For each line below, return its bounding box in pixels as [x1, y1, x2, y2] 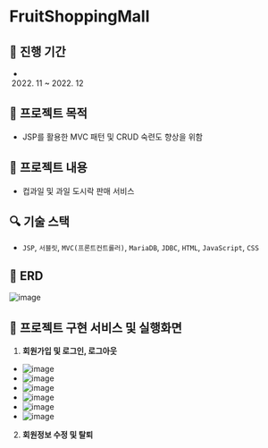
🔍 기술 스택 [9, 215, 70, 230]
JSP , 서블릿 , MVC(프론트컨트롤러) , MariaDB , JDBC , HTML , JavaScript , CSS [21, 242, 259, 253]
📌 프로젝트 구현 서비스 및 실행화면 [9, 320, 183, 335]
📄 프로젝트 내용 [9, 160, 88, 175]
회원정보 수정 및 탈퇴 [21, 429, 94, 440]
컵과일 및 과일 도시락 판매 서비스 [21, 185, 135, 196]
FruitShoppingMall [9, 6, 150, 27]
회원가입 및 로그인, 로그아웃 [21, 346, 118, 357]
